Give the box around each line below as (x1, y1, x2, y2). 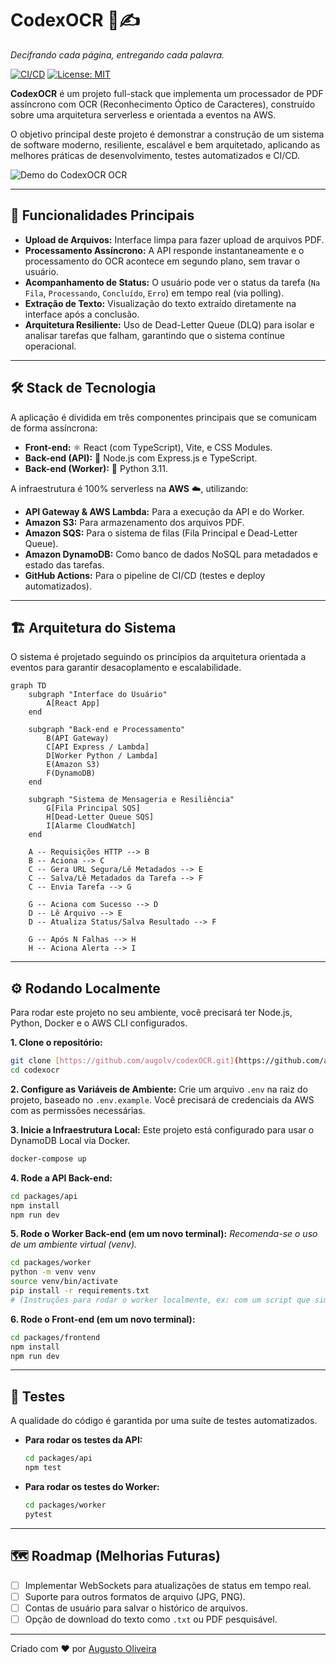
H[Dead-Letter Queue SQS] (46, 812, 155, 822)
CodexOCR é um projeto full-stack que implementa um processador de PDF (10, 87, 324, 99)
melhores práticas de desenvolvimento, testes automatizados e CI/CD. (10, 149, 301, 161)
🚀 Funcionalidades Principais (10, 207, 195, 224)
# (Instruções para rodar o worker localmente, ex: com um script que (10, 1295, 311, 1305)
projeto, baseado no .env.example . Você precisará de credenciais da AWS (10, 1093, 315, 1106)
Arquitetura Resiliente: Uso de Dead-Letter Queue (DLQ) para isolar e (24, 318, 315, 331)
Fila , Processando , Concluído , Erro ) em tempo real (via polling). (24, 287, 285, 299)
